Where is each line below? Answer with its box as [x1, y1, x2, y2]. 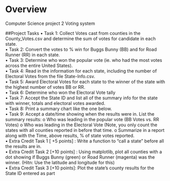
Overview [5, 4, 47, 15]
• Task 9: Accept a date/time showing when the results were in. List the [5, 111, 155, 117]
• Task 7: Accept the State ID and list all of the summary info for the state [5, 95, 158, 101]
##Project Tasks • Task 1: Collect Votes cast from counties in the [5, 30, 141, 36]
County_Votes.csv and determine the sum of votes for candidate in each [5, 35, 156, 42]
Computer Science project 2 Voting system [5, 20, 95, 26]
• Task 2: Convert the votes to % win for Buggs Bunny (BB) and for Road [5, 46, 157, 52]
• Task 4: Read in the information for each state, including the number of [5, 67, 157, 74]
